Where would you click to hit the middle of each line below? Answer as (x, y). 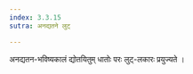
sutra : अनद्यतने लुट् (40, 26)
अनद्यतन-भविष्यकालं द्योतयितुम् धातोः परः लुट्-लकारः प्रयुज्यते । (97, 59)
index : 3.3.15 (36, 17)
